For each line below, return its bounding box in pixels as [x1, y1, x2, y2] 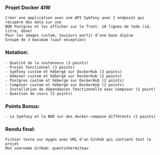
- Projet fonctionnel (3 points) [5, 65, 75, 70]
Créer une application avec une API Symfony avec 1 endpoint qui [5, 16, 144, 21]
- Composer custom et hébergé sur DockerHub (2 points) [5, 82, 124, 87]
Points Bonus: [5, 102, 40, 109]
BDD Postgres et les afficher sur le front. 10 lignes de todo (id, [5, 24, 151, 29]
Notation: [5, 49, 29, 56]
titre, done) [5, 29, 33, 34]
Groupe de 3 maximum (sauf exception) [5, 37, 86, 43]
